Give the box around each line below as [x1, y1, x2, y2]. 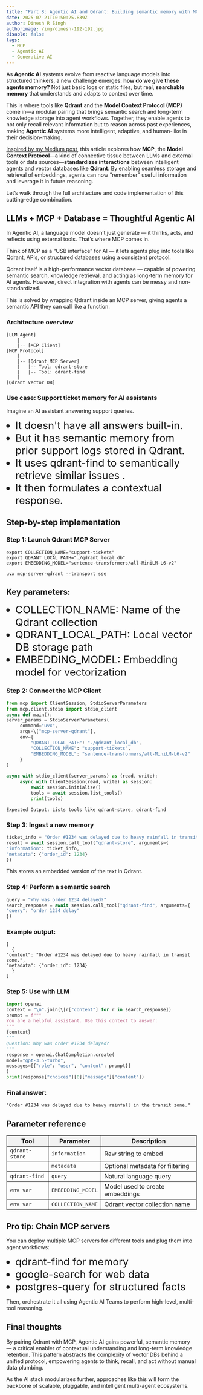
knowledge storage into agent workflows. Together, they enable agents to [6, 114, 190, 122]
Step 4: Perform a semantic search [6, 883, 111, 891]
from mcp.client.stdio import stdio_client [6, 706, 118, 712]
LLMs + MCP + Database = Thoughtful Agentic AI [6, 213, 195, 224]
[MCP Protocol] [6, 347, 45, 354]
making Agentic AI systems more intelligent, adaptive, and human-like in [6, 127, 187, 134]
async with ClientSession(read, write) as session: [19, 779, 153, 785]
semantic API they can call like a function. [6, 303, 111, 310]
